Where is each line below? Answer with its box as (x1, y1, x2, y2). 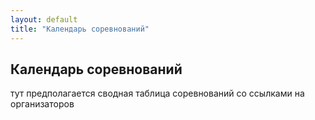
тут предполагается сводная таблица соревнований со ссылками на (10, 87, 305, 100)
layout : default (10, 14, 78, 25)
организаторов (10, 98, 75, 110)
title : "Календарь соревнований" (10, 24, 150, 34)
